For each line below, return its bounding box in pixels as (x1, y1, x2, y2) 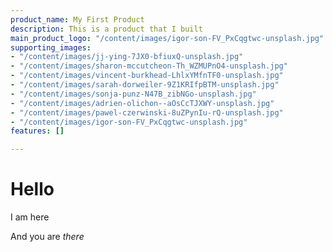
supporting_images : (10, 42, 92, 53)
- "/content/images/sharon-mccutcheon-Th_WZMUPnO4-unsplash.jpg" (10, 61, 288, 71)
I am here (10, 211, 50, 223)
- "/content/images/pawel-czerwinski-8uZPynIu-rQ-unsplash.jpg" (10, 107, 284, 118)
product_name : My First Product (10, 14, 145, 25)
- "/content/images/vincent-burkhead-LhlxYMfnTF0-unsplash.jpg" (10, 71, 284, 81)
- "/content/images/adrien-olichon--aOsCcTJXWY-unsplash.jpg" (10, 98, 275, 108)
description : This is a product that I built (10, 24, 203, 34)
